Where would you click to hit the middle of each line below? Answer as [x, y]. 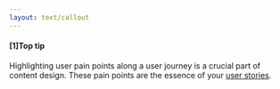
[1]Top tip [27, 46]
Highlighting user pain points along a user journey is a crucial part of [135, 65]
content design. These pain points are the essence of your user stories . [140, 75]
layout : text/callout [49, 17]
